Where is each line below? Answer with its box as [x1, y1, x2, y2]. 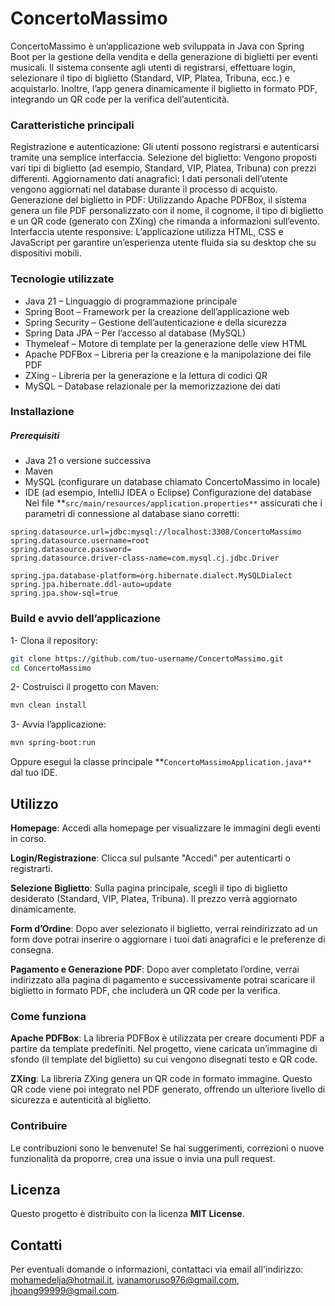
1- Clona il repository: [10, 634, 99, 646]
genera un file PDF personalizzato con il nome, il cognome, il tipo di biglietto [10, 205, 324, 217]
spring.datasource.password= [10, 545, 132, 555]
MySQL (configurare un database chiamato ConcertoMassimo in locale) [24, 476, 321, 488]
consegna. [10, 944, 54, 956]
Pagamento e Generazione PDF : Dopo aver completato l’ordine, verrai [10, 963, 300, 976]
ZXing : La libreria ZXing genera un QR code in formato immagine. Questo [10, 1073, 313, 1085]
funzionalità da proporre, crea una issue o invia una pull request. [10, 1152, 276, 1164]
